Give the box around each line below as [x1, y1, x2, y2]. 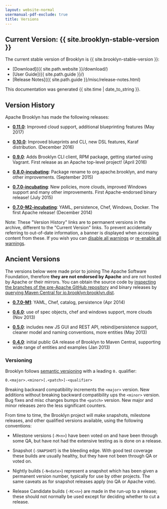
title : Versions [5, 17, 39, 22]
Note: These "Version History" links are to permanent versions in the [5, 219, 146, 225]
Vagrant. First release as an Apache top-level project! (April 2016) [12, 159, 147, 165]
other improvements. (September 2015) [12, 174, 94, 180]
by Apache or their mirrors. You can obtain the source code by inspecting [5, 279, 156, 285]
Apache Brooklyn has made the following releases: [5, 114, 110, 120]
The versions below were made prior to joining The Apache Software [5, 268, 147, 274]
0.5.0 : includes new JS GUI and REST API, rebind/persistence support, [12, 324, 158, 330]
